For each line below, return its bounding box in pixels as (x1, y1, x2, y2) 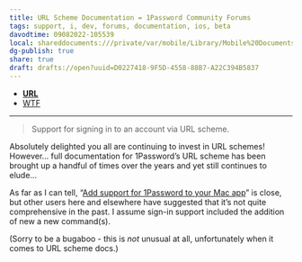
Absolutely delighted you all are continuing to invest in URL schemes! (9, 140, 265, 151)
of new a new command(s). (9, 215, 111, 226)
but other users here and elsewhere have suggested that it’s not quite (9, 196, 267, 207)
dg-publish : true (9, 47, 75, 56)
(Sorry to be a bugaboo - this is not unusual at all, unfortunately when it (9, 233, 274, 244)
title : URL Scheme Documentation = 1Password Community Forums (9, 13, 252, 23)
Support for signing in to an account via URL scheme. (31, 123, 230, 134)
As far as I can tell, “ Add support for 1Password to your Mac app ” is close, (9, 186, 282, 198)
